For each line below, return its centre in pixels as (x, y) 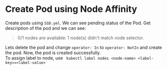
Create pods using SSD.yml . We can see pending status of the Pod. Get (78, 23)
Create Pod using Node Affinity (71, 9)
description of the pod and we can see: (45, 28)
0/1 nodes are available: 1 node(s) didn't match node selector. (80, 38)
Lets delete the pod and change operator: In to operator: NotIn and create (84, 47)
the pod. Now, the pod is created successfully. (53, 53)
